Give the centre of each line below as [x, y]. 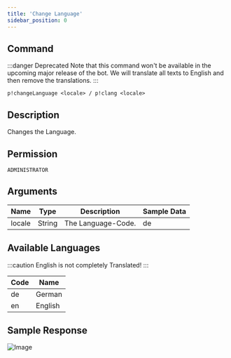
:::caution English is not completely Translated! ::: [78, 265]
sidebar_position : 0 [37, 20]
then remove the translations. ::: [53, 81]
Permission [33, 154]
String [48, 223]
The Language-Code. [100, 223]
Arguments [33, 191]
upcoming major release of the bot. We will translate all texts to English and [115, 73]
